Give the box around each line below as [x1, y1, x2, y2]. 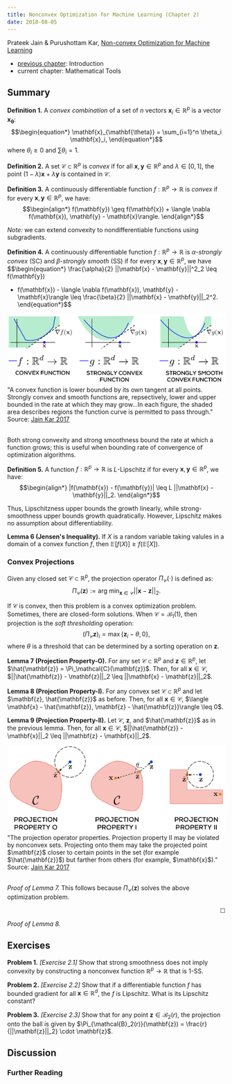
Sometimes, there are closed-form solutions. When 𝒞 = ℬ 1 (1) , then [7, 610, 197, 620]
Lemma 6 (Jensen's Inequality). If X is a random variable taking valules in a [7, 532, 224, 541]
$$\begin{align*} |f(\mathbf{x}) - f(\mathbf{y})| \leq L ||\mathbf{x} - [19, 484, 213, 492]
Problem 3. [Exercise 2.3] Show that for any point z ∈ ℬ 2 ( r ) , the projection [7, 1011, 221, 1021]
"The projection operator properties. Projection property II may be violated [7, 834, 220, 842]
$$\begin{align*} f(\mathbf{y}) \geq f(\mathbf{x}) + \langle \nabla [22, 205, 211, 213]
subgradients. [7, 233, 47, 242]
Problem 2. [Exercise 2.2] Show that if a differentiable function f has [7, 981, 202, 989]
